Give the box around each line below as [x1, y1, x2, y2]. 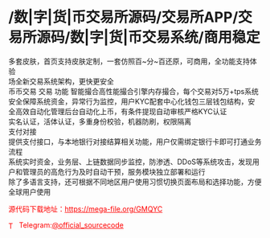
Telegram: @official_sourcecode [18, 220, 125, 230]
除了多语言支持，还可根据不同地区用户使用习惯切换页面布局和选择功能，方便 [8, 177, 262, 187]
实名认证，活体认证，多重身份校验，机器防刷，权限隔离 [8, 117, 191, 126]
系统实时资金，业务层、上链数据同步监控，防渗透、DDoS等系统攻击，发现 [8, 157, 253, 166]
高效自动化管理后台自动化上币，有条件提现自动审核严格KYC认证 [14, 106, 227, 116]
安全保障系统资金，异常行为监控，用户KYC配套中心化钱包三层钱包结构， [8, 96, 248, 106]
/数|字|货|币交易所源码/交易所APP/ [8, 8, 239, 27]
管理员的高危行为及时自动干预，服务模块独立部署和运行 [22, 166, 206, 176]
